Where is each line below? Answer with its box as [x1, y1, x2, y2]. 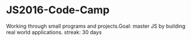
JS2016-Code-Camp [6, 3, 110, 17]
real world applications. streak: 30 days [6, 28, 102, 35]
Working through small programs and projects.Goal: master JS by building [6, 23, 186, 29]
